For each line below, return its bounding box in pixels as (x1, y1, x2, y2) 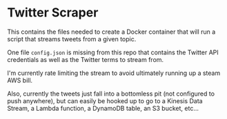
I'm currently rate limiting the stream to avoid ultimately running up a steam (7, 69, 221, 77)
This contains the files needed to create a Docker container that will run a (7, 28, 216, 36)
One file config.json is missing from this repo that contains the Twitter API (7, 48, 219, 56)
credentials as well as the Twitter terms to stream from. (7, 55, 164, 63)
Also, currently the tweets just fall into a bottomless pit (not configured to (7, 89, 215, 98)
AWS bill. (7, 76, 33, 84)
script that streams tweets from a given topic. (7, 34, 137, 43)
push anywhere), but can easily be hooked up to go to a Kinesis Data (7, 96, 203, 105)
